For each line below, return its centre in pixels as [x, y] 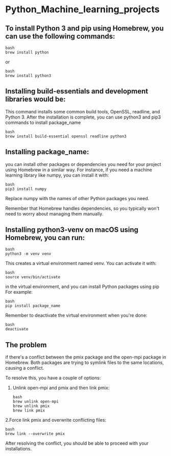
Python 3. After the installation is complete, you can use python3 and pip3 [83, 117]
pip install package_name [33, 306]
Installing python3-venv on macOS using [72, 230]
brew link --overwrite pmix [35, 434]
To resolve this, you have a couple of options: [53, 378]
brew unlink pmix [31, 406]
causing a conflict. [25, 368]
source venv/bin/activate [33, 277]
